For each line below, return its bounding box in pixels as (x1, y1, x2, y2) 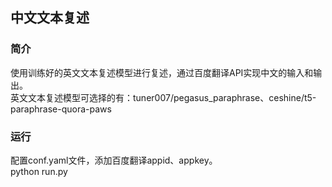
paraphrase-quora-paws (10, 103, 112, 115)
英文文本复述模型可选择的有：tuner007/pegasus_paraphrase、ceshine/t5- (10, 91, 317, 103)
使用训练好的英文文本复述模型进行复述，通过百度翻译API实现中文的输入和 (10, 66, 314, 78)
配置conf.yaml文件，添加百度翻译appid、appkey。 (10, 154, 218, 166)
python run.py (10, 165, 68, 177)
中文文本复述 (10, 9, 90, 27)
